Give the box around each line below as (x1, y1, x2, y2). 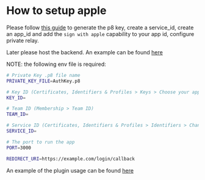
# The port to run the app (6, 139, 75, 145)
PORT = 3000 (6, 145, 32, 151)
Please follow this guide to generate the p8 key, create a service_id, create (6, 24, 194, 31)
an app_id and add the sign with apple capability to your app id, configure (6, 30, 195, 37)
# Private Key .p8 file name (6, 72, 81, 78)
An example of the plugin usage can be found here (6, 167, 134, 174)
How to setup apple (6, 4, 107, 18)
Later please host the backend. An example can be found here (6, 48, 163, 56)
